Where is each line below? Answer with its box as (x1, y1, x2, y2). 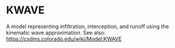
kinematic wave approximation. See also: (6, 29, 106, 36)
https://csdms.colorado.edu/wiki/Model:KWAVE (6, 35, 122, 42)
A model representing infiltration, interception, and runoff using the (6, 23, 170, 30)
